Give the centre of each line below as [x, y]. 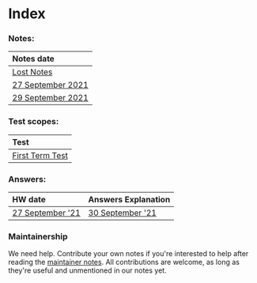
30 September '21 [122, 213]
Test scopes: [34, 122]
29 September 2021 [50, 98]
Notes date [34, 58]
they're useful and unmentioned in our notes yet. [88, 270]
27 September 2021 [50, 85]
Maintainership [38, 236]
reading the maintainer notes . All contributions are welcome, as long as [124, 262]
